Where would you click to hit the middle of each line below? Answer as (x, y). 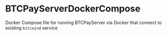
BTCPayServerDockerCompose (73, 9)
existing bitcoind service (31, 27)
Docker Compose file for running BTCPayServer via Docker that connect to (83, 22)
